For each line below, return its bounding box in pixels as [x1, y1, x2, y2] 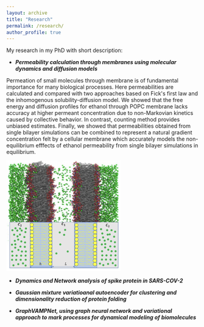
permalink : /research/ [6, 23, 64, 29]
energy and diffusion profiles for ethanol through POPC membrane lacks [6, 103, 188, 110]
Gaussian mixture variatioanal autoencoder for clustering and [15, 289, 177, 296]
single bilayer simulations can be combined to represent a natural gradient [6, 129, 193, 136]
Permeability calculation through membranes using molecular [15, 59, 177, 66]
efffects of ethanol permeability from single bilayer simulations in [35, 142, 199, 149]
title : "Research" [6, 16, 53, 23]
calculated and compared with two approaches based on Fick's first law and [6, 90, 198, 97]
